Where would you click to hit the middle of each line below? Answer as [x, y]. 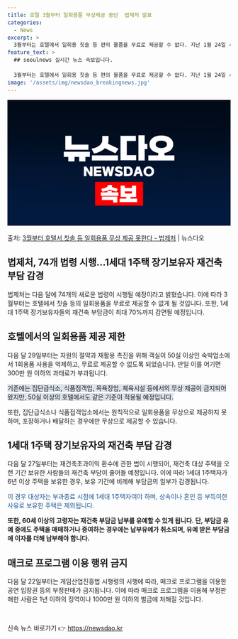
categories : [25, 22]
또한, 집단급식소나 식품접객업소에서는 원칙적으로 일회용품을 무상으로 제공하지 [113, 412]
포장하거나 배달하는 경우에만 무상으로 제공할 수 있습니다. [100, 421]
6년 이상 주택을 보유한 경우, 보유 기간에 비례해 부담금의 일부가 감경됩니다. [108, 482]
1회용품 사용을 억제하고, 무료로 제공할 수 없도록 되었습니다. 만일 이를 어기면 [118, 364]
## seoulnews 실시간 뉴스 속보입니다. [63, 60]
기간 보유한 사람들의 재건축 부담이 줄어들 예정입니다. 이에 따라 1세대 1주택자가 [121, 473]
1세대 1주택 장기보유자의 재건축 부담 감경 [90, 445]
